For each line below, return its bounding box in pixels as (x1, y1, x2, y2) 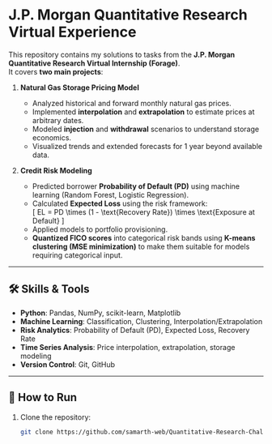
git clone (19, 428, 54, 436)
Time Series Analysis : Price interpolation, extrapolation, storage (19, 342, 236, 352)
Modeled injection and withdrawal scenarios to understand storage (32, 124, 260, 134)
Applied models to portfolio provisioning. (32, 224, 168, 234)
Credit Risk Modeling (19, 165, 93, 175)
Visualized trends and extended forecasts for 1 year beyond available (32, 141, 263, 151)
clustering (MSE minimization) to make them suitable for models (32, 241, 250, 251)
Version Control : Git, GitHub (19, 359, 116, 369)
